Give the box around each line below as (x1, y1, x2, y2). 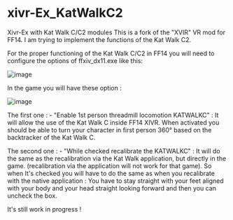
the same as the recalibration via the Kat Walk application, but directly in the (7, 154, 227, 163)
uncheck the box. (7, 191, 57, 200)
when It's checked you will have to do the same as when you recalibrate (7, 169, 216, 177)
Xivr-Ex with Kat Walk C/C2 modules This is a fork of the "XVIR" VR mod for (7, 28, 226, 36)
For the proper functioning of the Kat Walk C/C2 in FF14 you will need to (7, 49, 215, 57)
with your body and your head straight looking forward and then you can (7, 184, 217, 192)
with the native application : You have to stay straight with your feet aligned (7, 177, 224, 185)
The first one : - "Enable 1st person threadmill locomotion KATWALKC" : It (7, 111, 219, 119)
